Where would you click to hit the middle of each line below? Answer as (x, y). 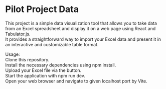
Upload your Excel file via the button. (43, 70)
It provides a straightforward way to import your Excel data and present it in (83, 39)
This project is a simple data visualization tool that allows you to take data (81, 23)
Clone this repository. (27, 59)
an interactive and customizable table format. (52, 44)
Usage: (13, 54)
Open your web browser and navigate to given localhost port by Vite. (76, 81)
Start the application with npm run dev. (45, 75)
